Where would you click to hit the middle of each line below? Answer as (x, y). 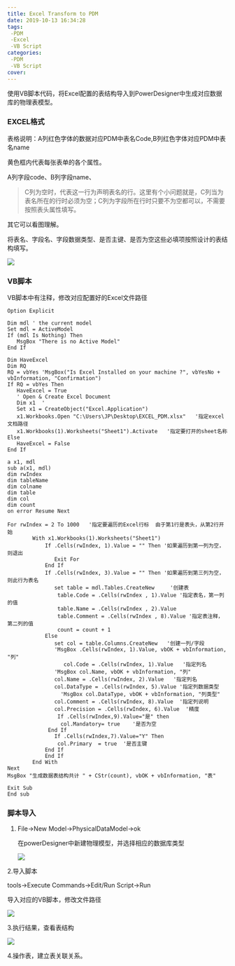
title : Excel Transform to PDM (53, 14)
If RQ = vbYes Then (36, 385)
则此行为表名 (23, 580)
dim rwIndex (24, 475)
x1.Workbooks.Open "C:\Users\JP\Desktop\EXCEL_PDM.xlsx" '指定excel (121, 417)
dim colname (24, 487)
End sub (19, 794)
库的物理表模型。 (32, 102)
